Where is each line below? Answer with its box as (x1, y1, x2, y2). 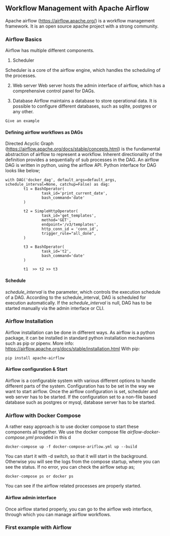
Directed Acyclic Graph (5, 140, 54, 147)
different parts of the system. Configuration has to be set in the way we (5, 383, 155, 389)
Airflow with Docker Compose (5, 412, 81, 419)
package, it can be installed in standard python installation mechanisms (5, 335, 155, 341)
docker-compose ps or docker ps (5, 474, 74, 479)
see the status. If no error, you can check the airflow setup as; (5, 464, 135, 470)
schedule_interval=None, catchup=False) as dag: (5, 182, 110, 187)
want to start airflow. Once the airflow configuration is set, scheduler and (5, 389, 158, 395)
